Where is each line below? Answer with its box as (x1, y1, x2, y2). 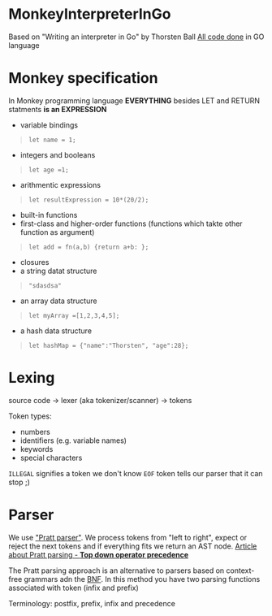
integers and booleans (19, 150, 96, 159)
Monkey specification (8, 69, 158, 88)
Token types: (8, 411, 52, 421)
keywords (19, 444, 54, 453)
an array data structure (19, 296, 97, 306)
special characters (19, 453, 83, 462)
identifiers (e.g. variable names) (19, 436, 127, 445)
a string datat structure (19, 266, 97, 275)
